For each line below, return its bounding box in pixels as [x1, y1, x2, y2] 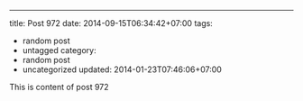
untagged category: [22, 45, 96, 55]
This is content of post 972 [9, 82, 110, 92]
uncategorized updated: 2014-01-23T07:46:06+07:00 [22, 64, 223, 75]
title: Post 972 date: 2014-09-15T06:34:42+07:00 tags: [9, 18, 214, 28]
